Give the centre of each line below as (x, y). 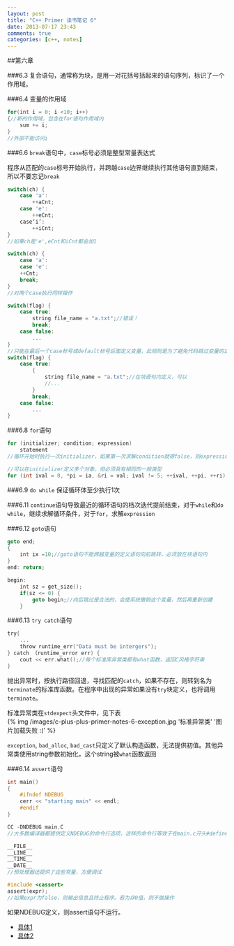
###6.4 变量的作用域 (37, 99)
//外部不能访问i (28, 138)
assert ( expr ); (28, 891)
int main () (23, 782)
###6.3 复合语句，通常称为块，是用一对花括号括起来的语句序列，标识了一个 (116, 76)
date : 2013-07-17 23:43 (42, 27)
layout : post (26, 14)
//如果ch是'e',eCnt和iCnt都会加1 (52, 241)
